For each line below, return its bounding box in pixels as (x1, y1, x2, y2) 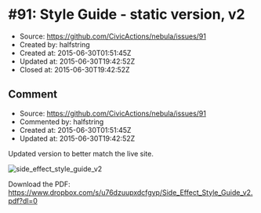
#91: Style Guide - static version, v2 (8, 6, 245, 24)
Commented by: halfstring (19, 116, 104, 127)
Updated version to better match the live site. (8, 149, 154, 158)
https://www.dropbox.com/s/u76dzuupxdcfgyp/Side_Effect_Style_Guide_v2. (8, 187, 253, 197)
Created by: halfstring (19, 39, 90, 49)
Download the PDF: (8, 179, 71, 189)
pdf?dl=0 (8, 196, 38, 205)
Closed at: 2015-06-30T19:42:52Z (19, 64, 131, 74)
